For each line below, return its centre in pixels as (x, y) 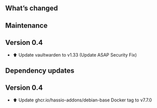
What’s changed (32, 8)
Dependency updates (40, 70)
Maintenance (27, 25)
